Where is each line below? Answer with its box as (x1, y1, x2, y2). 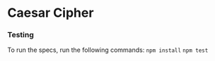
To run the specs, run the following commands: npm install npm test (7, 46, 209, 54)
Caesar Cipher (7, 5, 94, 21)
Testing (7, 30, 34, 40)
